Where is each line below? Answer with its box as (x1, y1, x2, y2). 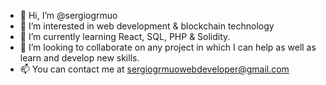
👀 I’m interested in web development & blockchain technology (19, 20, 275, 32)
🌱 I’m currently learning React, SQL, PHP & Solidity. (19, 31, 231, 42)
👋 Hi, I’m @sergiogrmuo (19, 10, 118, 21)
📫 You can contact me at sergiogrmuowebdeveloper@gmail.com (19, 63, 290, 75)
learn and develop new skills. (19, 52, 140, 64)
